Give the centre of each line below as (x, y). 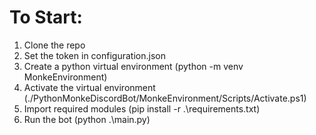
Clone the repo (54, 45)
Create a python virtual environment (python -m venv (133, 66)
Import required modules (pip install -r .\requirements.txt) (142, 108)
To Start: (46, 17)
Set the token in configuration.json (94, 55)
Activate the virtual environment (89, 87)
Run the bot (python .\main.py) (87, 119)
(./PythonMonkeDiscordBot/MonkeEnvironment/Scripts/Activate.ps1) (165, 98)
